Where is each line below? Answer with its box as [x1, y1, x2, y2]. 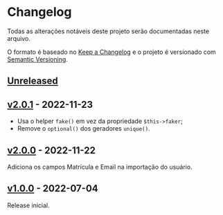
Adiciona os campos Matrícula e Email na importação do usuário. [7, 162, 193, 171]
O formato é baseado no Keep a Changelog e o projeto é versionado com [7, 48, 216, 56]
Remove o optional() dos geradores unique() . [17, 124, 150, 133]
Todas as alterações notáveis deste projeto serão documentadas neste [7, 27, 210, 35]
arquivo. [7, 34, 31, 42]
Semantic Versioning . [7, 55, 68, 63]
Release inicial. [7, 201, 50, 209]
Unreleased [7, 75, 59, 87]
